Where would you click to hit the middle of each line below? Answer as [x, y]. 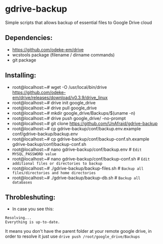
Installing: [21, 75]
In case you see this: [33, 209]
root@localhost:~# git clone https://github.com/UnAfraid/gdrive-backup [85, 123]
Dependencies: [29, 38]
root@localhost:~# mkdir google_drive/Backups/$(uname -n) [74, 113]
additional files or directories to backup [57, 163]
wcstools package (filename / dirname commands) [63, 55]
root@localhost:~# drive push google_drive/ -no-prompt [69, 118]
